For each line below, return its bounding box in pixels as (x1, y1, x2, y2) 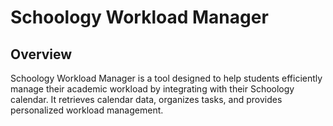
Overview (10, 46, 73, 63)
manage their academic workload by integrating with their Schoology (10, 83, 295, 95)
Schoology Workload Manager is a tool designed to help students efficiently (10, 72, 323, 84)
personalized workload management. (10, 104, 164, 116)
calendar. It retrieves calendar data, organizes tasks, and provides (10, 94, 283, 105)
